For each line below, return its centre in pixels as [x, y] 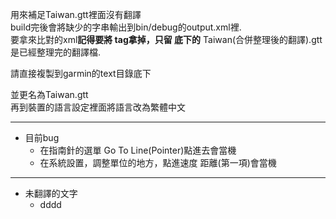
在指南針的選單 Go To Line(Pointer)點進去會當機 [138, 150]
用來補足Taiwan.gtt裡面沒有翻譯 [76, 14]
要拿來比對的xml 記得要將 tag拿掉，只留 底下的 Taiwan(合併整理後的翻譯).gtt [166, 39]
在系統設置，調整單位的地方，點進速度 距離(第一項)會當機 [158, 162]
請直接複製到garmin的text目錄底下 [81, 73]
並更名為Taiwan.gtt [49, 94]
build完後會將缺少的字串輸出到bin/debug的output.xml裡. [126, 27]
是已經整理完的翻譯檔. [56, 52]
